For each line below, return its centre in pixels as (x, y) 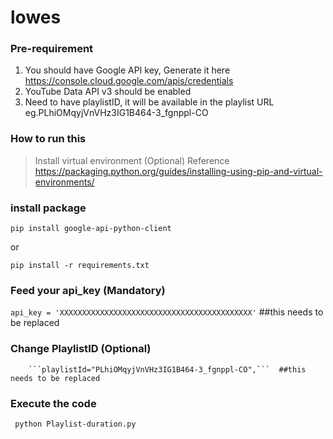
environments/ (64, 182)
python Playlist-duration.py (75, 424)
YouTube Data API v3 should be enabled (108, 92)
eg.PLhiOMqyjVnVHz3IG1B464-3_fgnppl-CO (116, 113)
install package (48, 208)
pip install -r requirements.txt (80, 266)
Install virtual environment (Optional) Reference (132, 160)
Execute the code (53, 403)
